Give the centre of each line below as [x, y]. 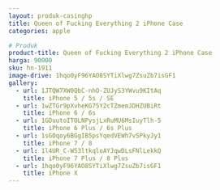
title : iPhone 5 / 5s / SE [69, 98]
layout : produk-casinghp [50, 16]
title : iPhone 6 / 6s [59, 113]
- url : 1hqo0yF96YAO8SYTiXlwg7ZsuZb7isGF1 [88, 166]
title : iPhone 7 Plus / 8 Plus [76, 158]
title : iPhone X [51, 173]
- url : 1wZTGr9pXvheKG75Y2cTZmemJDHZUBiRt [88, 106]
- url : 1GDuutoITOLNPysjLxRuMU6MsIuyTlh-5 [88, 121]
